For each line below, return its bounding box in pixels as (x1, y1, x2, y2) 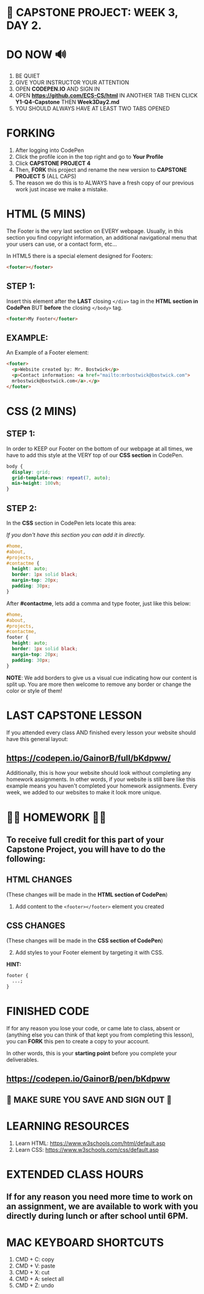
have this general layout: (6, 735, 69, 742)
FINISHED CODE (6, 1005, 90, 1018)
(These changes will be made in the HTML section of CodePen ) (6, 891, 168, 898)
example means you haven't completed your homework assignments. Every (6, 782, 198, 790)
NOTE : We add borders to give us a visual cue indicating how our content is (6, 674, 197, 681)
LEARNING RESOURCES (6, 1119, 130, 1133)
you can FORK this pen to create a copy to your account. (6, 1038, 150, 1045)
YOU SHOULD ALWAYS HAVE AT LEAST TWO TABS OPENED (15, 105, 170, 112)
